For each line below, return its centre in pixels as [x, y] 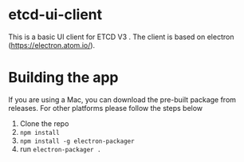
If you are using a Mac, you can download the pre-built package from [122, 99]
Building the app [63, 78]
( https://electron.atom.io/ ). [52, 45]
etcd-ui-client [55, 15]
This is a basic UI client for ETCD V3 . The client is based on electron [121, 37]
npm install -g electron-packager [77, 141]
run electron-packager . [60, 148]
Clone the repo [44, 123]
